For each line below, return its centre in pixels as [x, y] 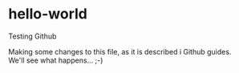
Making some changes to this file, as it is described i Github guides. [120, 51]
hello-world [48, 14]
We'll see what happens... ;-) [56, 60]
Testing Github [32, 36]
